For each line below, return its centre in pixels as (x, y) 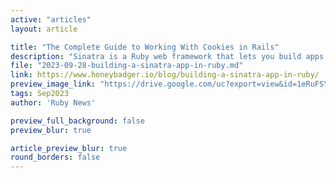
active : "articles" (51, 19)
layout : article (44, 29)
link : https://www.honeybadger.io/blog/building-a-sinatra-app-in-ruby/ (165, 75)
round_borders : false (55, 157)
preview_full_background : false (77, 121)
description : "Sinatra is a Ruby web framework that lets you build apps (167, 56)
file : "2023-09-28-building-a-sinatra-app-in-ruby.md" (127, 66)
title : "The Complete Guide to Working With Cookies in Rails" (145, 47)
